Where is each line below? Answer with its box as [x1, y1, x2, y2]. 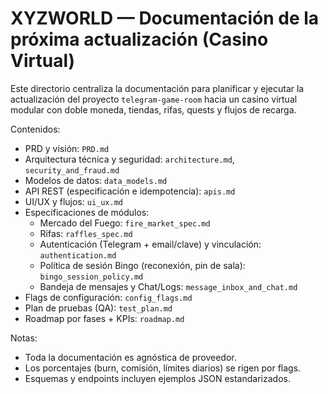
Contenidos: [10, 123, 61, 135]
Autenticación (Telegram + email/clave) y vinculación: [39, 238, 262, 250]
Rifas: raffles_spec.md [39, 227, 133, 239]
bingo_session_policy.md [39, 272, 144, 282]
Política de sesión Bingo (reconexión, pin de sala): [39, 259, 246, 271]
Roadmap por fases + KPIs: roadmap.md [24, 312, 185, 324]
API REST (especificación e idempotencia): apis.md [24, 185, 236, 197]
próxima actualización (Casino [10, 28, 269, 51]
